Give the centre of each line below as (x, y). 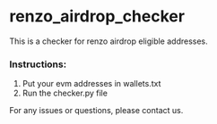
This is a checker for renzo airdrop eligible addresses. (108, 41)
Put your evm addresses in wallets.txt (91, 84)
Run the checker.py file (65, 93)
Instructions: (38, 64)
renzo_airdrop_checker (97, 17)
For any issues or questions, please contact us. (96, 111)
